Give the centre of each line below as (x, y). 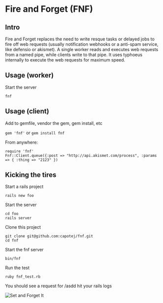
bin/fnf (13, 259)
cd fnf (12, 241)
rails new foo (20, 196)
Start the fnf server (25, 250)
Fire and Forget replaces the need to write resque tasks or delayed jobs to (80, 39)
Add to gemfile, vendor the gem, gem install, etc (54, 123)
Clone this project (23, 227)
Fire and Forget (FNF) (49, 9)
